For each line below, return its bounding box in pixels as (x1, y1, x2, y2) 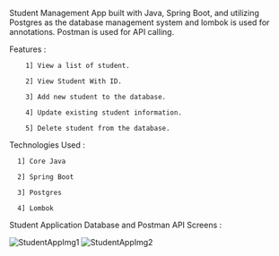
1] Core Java (17, 157, 66, 166)
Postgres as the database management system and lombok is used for (9, 17, 270, 28)
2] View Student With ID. (25, 77, 123, 86)
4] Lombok (17, 204, 54, 213)
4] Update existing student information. (25, 108, 182, 117)
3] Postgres (17, 188, 63, 197)
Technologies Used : (9, 140, 85, 150)
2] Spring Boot (17, 173, 74, 182)
